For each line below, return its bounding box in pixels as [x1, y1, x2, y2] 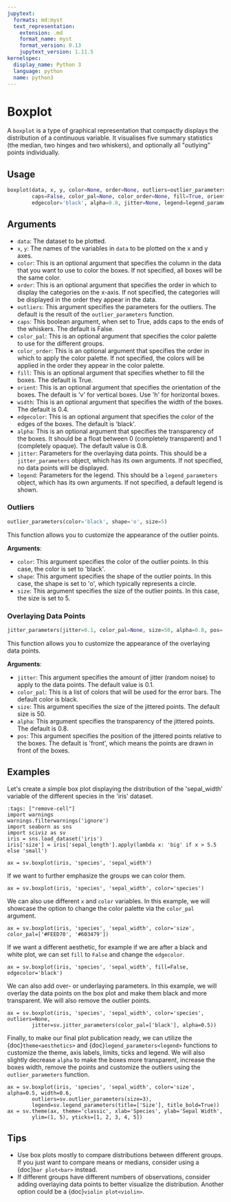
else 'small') [7, 847, 48, 854]
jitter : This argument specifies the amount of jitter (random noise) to [16, 673, 215, 682]
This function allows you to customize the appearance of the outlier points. [7, 531, 219, 539]
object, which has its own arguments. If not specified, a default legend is [16, 478, 223, 486]
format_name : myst [19, 36, 72, 43]
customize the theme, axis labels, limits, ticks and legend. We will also [7, 1048, 205, 1057]
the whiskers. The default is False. [16, 324, 115, 333]
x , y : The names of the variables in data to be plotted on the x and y [16, 244, 208, 252]
